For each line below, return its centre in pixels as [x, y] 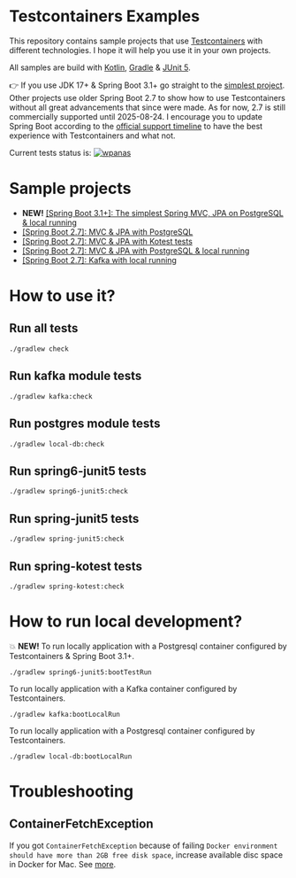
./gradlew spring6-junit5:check [68, 492]
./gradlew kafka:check [51, 396]
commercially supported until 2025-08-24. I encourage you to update [136, 116]
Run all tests [44, 328]
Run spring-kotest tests [76, 566]
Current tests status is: [50, 152]
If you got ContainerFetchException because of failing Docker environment [144, 845]
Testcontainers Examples [105, 16]
